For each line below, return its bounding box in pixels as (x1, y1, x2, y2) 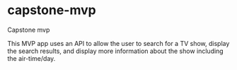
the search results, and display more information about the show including (7, 47, 224, 55)
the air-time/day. (7, 54, 56, 62)
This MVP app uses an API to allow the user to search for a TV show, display (7, 39, 230, 47)
